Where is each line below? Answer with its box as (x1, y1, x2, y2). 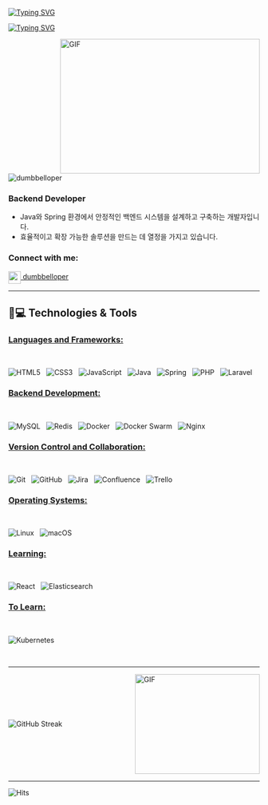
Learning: (8, 548, 47, 559)
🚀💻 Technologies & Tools (8, 306, 138, 319)
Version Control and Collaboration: (8, 441, 146, 452)
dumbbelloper (22, 271, 69, 281)
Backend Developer (8, 192, 86, 203)
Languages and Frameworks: (8, 333, 124, 345)
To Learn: (8, 602, 46, 613)
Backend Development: (8, 388, 101, 399)
